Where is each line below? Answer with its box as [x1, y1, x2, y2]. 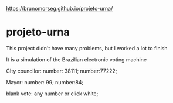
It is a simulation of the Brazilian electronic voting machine [6, 56, 147, 63]
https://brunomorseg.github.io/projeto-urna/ [6, 5, 113, 12]
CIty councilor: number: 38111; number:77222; [6, 67, 117, 74]
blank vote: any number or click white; [6, 90, 99, 97]
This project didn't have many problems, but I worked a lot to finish [6, 44, 168, 51]
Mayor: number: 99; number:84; [6, 78, 84, 85]
